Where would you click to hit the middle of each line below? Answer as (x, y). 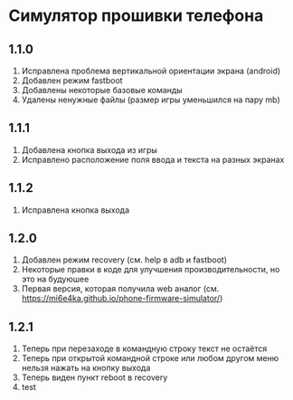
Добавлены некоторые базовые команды (102, 90)
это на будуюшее (55, 279)
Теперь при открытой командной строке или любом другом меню (150, 358)
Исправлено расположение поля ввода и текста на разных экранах (153, 159)
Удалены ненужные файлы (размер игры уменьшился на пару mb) (151, 100)
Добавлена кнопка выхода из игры (89, 149)
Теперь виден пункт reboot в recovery (95, 377)
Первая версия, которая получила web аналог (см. (120, 289)
